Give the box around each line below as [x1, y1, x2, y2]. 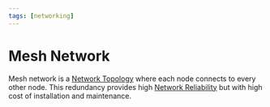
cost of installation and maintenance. [8, 91, 132, 101]
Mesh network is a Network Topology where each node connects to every [8, 74, 256, 83]
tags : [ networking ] [8, 11, 75, 20]
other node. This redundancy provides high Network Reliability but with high [8, 82, 263, 92]
